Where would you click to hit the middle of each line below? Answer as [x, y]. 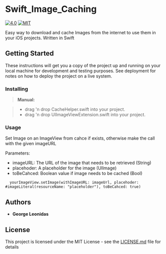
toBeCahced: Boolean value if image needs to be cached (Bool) [77, 173]
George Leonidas [30, 214]
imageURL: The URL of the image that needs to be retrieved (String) [82, 163]
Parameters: [18, 153]
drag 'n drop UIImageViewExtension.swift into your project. [85, 115]
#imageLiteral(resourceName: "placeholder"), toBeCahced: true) [73, 187]
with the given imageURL [31, 144]
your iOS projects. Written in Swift [40, 38]
